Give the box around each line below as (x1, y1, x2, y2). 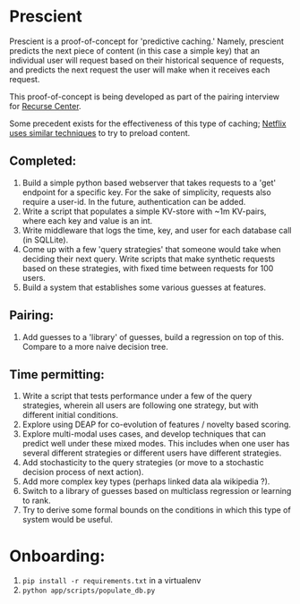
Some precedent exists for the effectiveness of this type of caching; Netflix (9, 118, 287, 129)
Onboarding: (9, 546, 106, 566)
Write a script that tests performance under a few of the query (21, 391, 253, 402)
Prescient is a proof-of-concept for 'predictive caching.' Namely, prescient (9, 36, 285, 47)
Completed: (9, 154, 77, 169)
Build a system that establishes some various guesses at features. (21, 282, 267, 293)
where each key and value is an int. (21, 215, 153, 225)
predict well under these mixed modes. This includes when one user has (21, 438, 290, 449)
